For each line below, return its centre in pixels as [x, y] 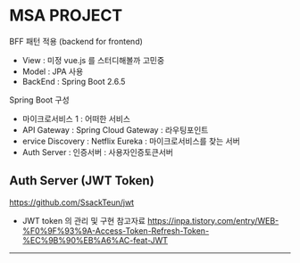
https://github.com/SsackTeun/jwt [72, 202]
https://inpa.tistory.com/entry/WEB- [213, 220]
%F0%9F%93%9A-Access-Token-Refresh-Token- [116, 230]
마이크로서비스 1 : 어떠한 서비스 [76, 119]
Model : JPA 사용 [53, 71]
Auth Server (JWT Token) [82, 181]
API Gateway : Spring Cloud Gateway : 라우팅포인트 [115, 129]
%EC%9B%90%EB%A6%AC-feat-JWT [95, 240]
